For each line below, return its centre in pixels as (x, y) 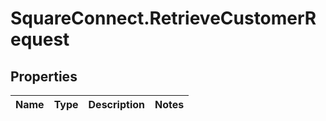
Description (116, 104)
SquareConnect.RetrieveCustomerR (163, 18)
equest (40, 39)
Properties (44, 76)
